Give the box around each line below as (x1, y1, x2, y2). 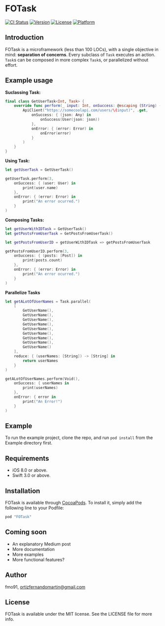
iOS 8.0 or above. (12, 467, 48, 473)
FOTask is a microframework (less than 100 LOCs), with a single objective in (5, 46, 159, 52)
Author (5, 571, 27, 579)
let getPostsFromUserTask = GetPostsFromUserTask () (5, 231, 113, 236)
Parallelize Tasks (5, 289, 40, 295)
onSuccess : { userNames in (14, 381, 69, 386)
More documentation (12, 546, 55, 552)
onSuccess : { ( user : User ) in (14, 181, 76, 185)
